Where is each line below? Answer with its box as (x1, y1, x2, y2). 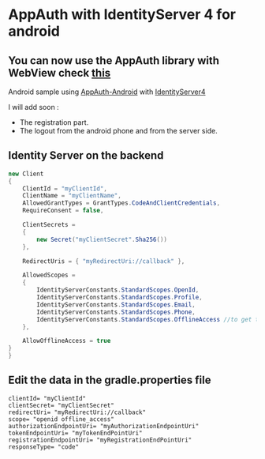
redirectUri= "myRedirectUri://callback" (8, 408, 147, 416)
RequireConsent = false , (22, 207, 104, 215)
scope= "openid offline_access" (8, 415, 114, 423)
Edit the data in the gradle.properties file (8, 374, 211, 387)
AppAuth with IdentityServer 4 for (8, 6, 237, 24)
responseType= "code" (8, 442, 80, 451)
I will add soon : (8, 103, 59, 111)
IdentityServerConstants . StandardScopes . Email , (36, 300, 196, 309)
